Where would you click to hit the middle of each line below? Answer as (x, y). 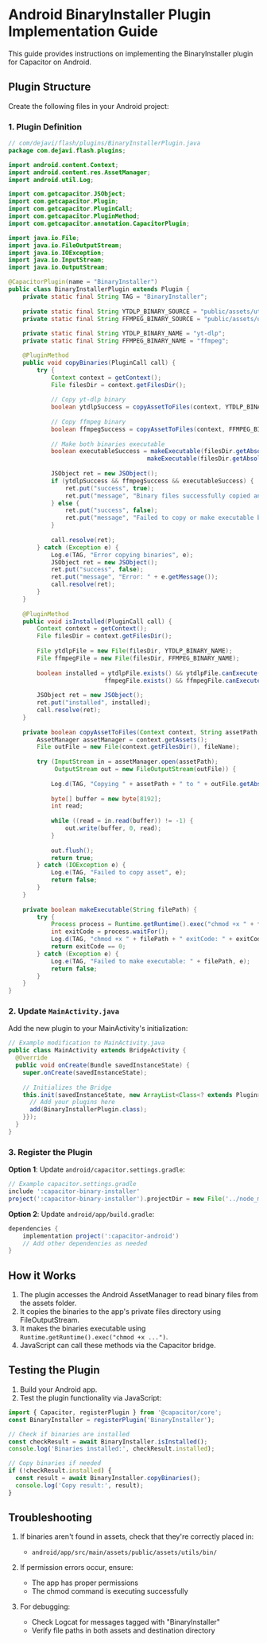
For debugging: (45, 1606)
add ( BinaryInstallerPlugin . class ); (88, 1110)
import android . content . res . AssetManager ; (79, 172)
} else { (65, 503)
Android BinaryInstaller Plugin (110, 15)
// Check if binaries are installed (69, 1434)
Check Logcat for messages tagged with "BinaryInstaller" (126, 1622)
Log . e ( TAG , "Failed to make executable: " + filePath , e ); (150, 961)
